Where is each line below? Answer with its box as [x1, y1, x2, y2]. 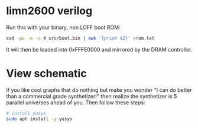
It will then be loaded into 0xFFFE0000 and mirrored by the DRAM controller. [6, 46, 193, 53]
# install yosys [6, 110, 46, 116]
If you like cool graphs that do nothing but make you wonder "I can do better [6, 86, 192, 93]
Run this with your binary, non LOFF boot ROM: [6, 24, 121, 31]
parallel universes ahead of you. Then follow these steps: [6, 99, 146, 106]
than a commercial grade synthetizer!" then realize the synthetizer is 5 [6, 92, 177, 100]
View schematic [6, 67, 87, 80]
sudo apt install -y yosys [6, 116, 73, 122]
